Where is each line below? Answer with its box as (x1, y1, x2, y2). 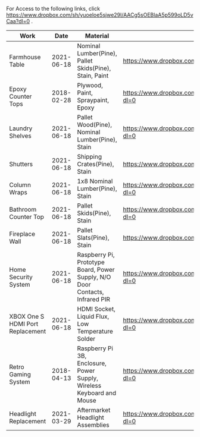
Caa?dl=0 (6, 18, 30, 24)
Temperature (77, 327, 113, 335)
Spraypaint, (77, 96, 110, 104)
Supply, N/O (77, 273, 111, 281)
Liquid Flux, (77, 312, 110, 320)
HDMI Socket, (77, 305, 116, 313)
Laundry (9, 124, 33, 133)
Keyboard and (77, 389, 117, 397)
